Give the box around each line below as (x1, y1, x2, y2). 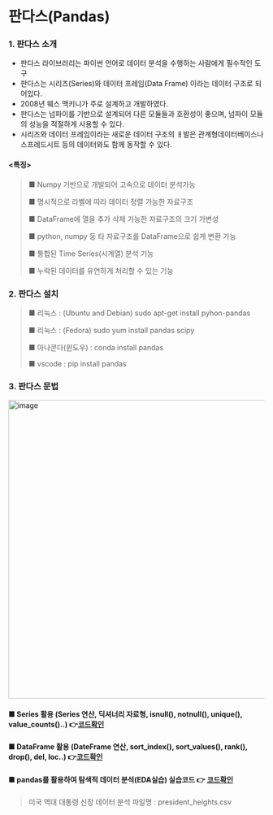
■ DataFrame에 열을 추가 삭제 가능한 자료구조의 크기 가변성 (28, 214, 219, 223)
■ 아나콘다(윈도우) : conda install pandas (28, 342, 164, 352)
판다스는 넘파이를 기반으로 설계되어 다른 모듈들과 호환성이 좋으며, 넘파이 (19, 109, 249, 119)
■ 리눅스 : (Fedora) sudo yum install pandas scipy (28, 325, 195, 335)
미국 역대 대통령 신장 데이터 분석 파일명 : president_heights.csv (28, 797, 232, 807)
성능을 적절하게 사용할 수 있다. (28, 119, 124, 129)
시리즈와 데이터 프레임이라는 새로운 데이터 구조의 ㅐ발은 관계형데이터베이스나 (19, 129, 264, 139)
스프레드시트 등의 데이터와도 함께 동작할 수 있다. (19, 140, 172, 150)
